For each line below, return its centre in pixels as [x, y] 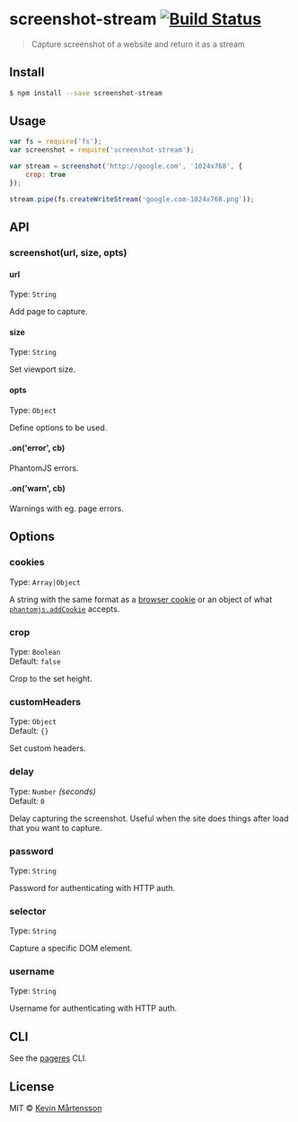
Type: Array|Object [45, 582]
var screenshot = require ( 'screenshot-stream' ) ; [102, 150]
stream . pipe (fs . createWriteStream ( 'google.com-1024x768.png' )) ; [132, 199]
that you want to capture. [56, 827]
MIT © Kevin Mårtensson [56, 1109]
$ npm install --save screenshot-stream [86, 93]
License [32, 1087]
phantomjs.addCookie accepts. [65, 609]
